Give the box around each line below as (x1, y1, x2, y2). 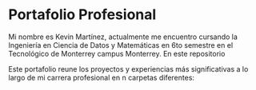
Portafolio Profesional (8, 6, 157, 24)
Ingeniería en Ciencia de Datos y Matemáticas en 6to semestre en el (8, 40, 234, 49)
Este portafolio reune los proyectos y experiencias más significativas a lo (8, 64, 249, 73)
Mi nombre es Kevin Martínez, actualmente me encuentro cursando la (8, 32, 238, 41)
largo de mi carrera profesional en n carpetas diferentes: (8, 72, 194, 82)
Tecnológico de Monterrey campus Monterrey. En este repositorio (8, 49, 226, 58)
